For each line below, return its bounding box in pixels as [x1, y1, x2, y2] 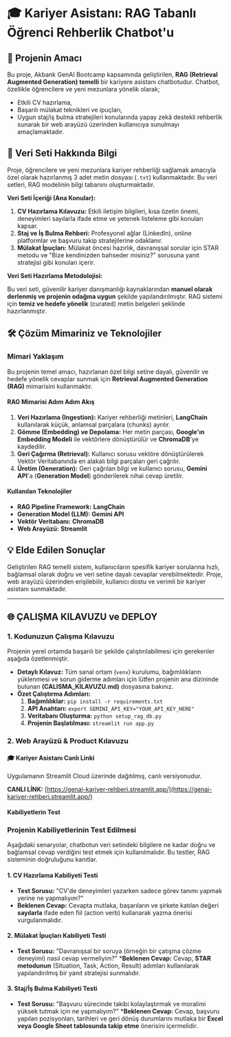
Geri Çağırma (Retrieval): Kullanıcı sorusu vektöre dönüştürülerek [16, 449, 204, 458]
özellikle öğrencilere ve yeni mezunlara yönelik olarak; [7, 85, 160, 93]
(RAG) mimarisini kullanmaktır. [7, 382, 93, 390]
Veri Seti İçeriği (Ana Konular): [7, 193, 96, 202]
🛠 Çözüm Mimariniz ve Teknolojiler [7, 328, 162, 339]
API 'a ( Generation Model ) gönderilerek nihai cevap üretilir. [16, 471, 184, 480]
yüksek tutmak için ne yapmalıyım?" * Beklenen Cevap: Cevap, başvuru [16, 1007, 220, 1016]
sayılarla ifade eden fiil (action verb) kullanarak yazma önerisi [16, 908, 192, 917]
